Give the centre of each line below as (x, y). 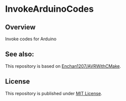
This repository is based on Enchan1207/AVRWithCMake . (63, 66)
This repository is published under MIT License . (54, 93)
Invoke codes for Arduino (31, 39)
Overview (21, 27)
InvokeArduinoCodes (49, 9)
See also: (20, 54)
